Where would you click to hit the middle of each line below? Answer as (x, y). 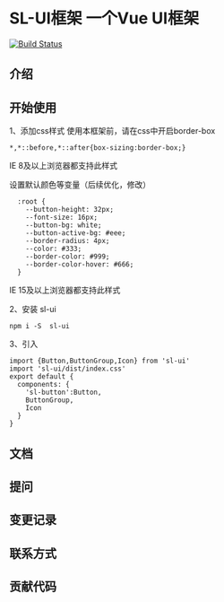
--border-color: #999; (68, 257)
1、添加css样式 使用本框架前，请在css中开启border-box (112, 131)
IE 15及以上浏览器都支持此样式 (65, 290)
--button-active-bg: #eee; (76, 233)
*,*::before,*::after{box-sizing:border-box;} (98, 148)
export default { (42, 377)
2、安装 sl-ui (33, 310)
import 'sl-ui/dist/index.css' (68, 369)
